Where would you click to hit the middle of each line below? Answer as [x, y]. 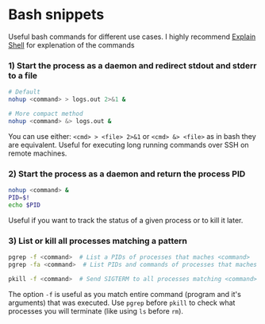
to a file [23, 75]
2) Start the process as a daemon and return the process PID [127, 174]
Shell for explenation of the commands [71, 44]
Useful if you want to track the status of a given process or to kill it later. [126, 220]
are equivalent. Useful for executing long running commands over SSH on [129, 145]
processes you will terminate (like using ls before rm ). [96, 310]
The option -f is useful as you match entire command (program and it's [125, 294]
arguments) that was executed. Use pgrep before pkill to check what [122, 303]
